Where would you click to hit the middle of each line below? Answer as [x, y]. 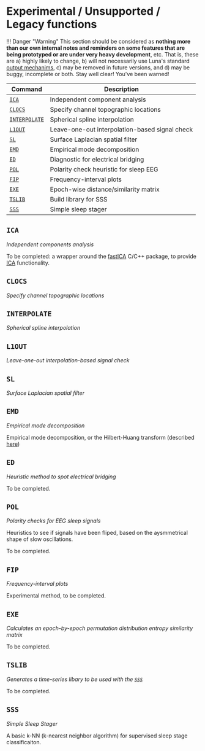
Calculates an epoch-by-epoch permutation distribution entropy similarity [100, 628]
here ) [13, 444]
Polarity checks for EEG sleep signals [54, 521]
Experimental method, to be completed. [56, 596]
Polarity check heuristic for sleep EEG [104, 169]
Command [27, 89]
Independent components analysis [50, 244]
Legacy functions [52, 24]
